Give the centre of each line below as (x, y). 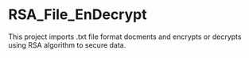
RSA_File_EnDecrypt (78, 15)
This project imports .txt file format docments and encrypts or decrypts (125, 37)
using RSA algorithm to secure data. (67, 44)
